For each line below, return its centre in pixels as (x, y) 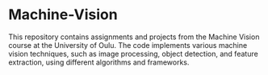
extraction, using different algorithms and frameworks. (99, 62)
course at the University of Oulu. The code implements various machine (128, 45)
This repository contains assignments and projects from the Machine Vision (134, 37)
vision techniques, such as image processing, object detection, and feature (133, 53)
